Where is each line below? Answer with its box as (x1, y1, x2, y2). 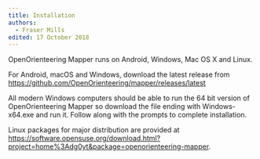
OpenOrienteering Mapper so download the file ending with (8, 102, 201, 111)
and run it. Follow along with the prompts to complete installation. (35, 110, 247, 120)
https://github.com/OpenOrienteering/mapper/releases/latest (8, 78, 206, 88)
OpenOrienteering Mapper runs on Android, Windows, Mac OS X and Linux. (8, 55, 253, 64)
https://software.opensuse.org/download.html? (8, 134, 161, 143)
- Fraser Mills (15, 26, 65, 34)
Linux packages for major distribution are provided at (8, 125, 180, 135)
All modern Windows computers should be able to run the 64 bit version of (8, 93, 250, 103)
